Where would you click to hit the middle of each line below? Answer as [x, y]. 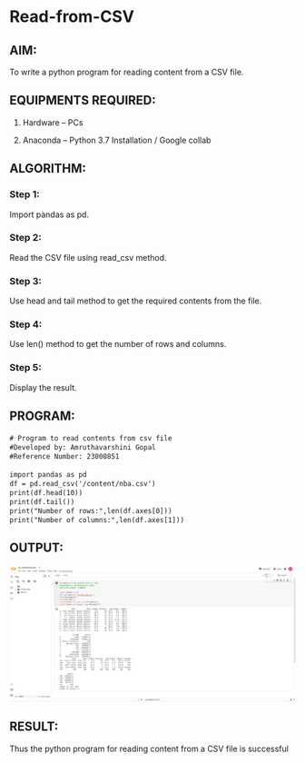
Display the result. [43, 387]
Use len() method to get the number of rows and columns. [118, 344]
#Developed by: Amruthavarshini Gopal [83, 447]
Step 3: [26, 281]
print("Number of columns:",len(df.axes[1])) [97, 520]
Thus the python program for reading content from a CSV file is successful [149, 748]
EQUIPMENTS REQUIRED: [83, 100]
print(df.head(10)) [46, 492]
